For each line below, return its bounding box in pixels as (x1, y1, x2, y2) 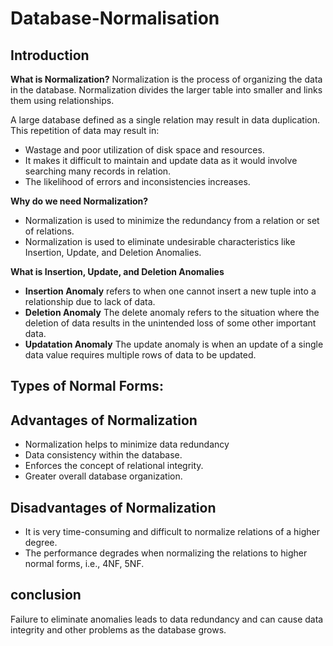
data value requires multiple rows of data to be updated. (24, 349, 257, 361)
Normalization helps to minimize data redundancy (24, 438, 230, 451)
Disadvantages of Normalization (10, 499, 217, 516)
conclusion (10, 587, 82, 604)
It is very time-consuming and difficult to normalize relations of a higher (24, 526, 321, 538)
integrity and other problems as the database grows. (10, 623, 227, 636)
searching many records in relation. (24, 165, 172, 177)
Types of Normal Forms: (10, 378, 164, 395)
